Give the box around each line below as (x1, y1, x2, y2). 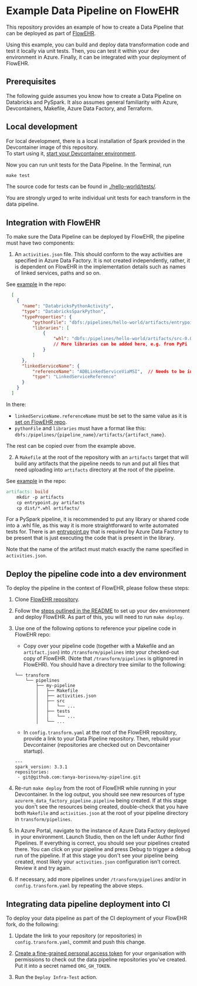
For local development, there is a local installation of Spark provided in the (6, 137, 185, 144)
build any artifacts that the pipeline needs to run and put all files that (14, 460, 180, 467)
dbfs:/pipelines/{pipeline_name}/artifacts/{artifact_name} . (14, 431, 166, 438)
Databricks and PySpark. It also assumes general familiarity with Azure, (6, 98, 179, 106)
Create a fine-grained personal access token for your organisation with (14, 950, 186, 957)
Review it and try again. (14, 865, 72, 872)
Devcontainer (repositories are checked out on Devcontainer (23, 742, 170, 749)
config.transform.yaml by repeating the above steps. (14, 882, 144, 889)
